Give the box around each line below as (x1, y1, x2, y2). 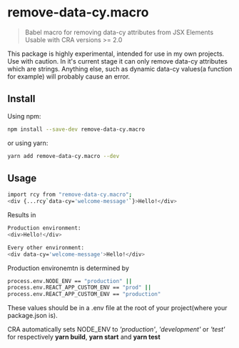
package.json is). (7, 312, 59, 320)
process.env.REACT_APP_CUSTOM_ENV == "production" (7, 291, 161, 298)
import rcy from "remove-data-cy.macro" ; (7, 191, 133, 199)
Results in (7, 211, 36, 219)
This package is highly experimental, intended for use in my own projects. (7, 49, 225, 58)
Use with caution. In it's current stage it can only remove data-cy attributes (7, 56, 228, 65)
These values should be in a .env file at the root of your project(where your (7, 304, 228, 312)
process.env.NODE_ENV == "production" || (7, 277, 133, 284)
